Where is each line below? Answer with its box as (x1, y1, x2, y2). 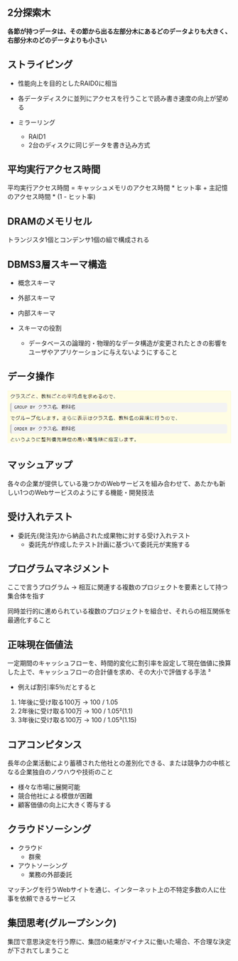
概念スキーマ (17, 279, 55, 287)
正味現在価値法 (7, 638, 73, 650)
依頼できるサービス (19, 894, 76, 903)
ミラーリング (17, 118, 55, 127)
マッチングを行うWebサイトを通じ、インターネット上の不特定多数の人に (7, 885, 220, 893)
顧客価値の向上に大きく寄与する (17, 800, 112, 809)
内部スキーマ (17, 308, 55, 318)
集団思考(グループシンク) (7, 917, 117, 929)
